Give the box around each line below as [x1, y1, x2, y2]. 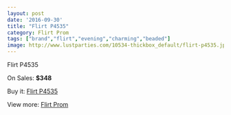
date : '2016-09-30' [7, 16, 63, 23]
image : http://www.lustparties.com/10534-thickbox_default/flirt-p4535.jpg [7, 42, 229, 49]
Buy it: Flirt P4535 [7, 87, 58, 95]
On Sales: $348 [7, 74, 52, 82]
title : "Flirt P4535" [7, 23, 69, 29]
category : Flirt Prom [7, 29, 69, 36]
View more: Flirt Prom [7, 101, 69, 108]
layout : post [7, 10, 45, 17]
